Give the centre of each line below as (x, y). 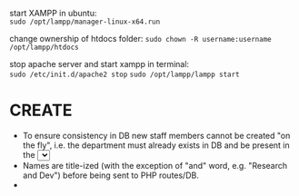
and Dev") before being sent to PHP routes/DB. (111, 175)
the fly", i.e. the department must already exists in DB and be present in (156, 145)
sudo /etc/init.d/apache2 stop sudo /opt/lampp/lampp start (125, 74)
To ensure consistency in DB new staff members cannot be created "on (156, 135)
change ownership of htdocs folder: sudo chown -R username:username (140, 39)
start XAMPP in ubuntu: (53, 13)
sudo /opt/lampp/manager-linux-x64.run (85, 22)
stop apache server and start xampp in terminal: (99, 64)
